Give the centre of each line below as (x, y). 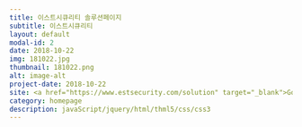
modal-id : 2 (31, 42)
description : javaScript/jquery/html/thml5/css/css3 (110, 109)
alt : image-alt (38, 76)
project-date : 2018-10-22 (58, 84)
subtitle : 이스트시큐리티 (51, 26)
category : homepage (46, 101)
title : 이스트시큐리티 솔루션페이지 (66, 17)
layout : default (40, 34)
